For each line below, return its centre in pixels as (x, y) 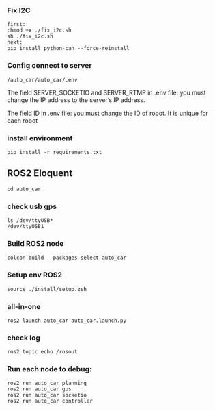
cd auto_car (24, 189)
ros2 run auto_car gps (39, 389)
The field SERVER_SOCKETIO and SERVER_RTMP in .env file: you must (106, 92)
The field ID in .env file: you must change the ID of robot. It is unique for (108, 113)
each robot (23, 120)
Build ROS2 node (35, 243)
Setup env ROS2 (35, 275)
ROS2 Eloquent (40, 173)
